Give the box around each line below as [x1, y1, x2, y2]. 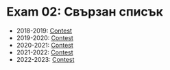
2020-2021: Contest [16, 41, 73, 49]
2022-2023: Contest [16, 55, 75, 63]
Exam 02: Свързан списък [6, 4, 164, 20]
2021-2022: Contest [16, 48, 73, 56]
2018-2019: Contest [16, 27, 73, 35]
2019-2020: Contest [16, 33, 73, 41]
